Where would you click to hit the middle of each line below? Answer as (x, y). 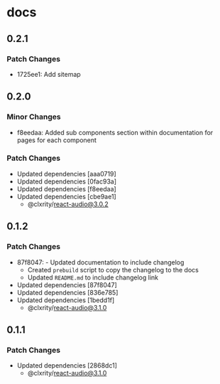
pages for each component (57, 140)
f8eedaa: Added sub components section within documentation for (115, 132)
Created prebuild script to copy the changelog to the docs (113, 270)
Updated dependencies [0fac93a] (67, 181)
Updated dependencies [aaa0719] (66, 174)
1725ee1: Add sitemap (49, 74)
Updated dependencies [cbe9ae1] (66, 196)
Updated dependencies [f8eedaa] (66, 188)
